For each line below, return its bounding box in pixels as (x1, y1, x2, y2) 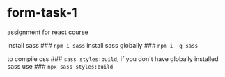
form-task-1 (7, 5, 78, 21)
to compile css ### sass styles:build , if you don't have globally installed (7, 54, 219, 63)
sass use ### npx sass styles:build (7, 62, 114, 70)
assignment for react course (7, 28, 88, 36)
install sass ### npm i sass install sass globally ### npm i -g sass (7, 41, 199, 49)
